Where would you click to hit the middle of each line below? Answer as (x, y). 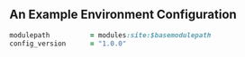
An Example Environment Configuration (123, 15)
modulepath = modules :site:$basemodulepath (110, 35)
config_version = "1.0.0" (68, 44)
